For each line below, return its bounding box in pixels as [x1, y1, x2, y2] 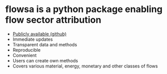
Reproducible [12, 47, 41, 53]
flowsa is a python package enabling [5, 4, 163, 15]
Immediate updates [12, 36, 53, 42]
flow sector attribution [5, 14, 102, 26]
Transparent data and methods [12, 41, 77, 47]
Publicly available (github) [12, 31, 67, 37]
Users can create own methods [12, 57, 78, 63]
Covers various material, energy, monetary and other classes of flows [12, 63, 158, 69]
